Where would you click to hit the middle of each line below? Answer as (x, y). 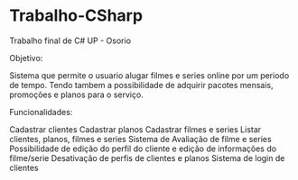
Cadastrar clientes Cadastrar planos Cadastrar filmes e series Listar (135, 129)
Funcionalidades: (41, 112)
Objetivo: (26, 58)
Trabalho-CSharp (76, 16)
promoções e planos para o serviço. (77, 94)
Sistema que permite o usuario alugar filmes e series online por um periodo (149, 75)
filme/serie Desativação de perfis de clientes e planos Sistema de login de (147, 157)
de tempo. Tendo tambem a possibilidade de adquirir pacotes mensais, (141, 85)
